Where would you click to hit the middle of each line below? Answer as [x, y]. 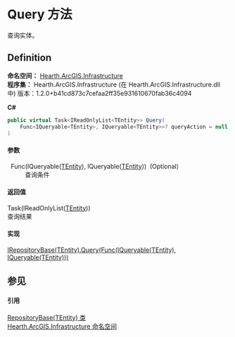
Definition [29, 58]
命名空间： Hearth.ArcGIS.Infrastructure [65, 75]
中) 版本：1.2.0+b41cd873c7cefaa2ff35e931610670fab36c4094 [100, 93]
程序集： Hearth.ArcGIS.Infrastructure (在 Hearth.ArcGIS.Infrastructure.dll [114, 84]
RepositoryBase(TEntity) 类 [47, 317]
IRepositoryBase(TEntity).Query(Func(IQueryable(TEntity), [92, 250]
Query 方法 [40, 14]
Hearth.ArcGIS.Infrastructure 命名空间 [62, 326]
